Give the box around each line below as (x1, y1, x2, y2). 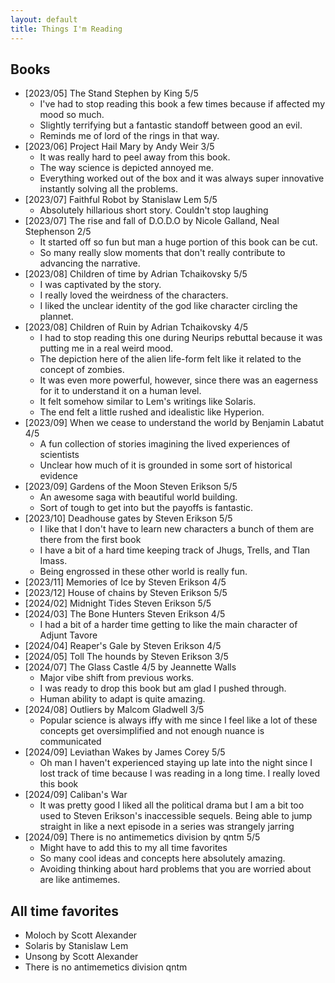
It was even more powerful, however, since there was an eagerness (39, 374, 319, 386)
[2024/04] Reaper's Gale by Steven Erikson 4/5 (24, 640, 222, 652)
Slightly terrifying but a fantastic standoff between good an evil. (39, 119, 303, 131)
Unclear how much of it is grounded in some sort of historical (39, 459, 293, 471)
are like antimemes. (39, 874, 121, 886)
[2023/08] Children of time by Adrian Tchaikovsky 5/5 (24, 268, 248, 280)
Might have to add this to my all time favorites (39, 842, 228, 854)
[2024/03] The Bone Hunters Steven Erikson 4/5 (24, 608, 226, 620)
